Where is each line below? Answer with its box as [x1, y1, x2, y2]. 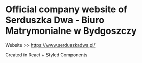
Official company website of [5, 4, 128, 15]
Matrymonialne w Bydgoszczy [5, 25, 137, 37]
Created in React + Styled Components [5, 52, 88, 58]
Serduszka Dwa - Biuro [5, 14, 105, 26]
